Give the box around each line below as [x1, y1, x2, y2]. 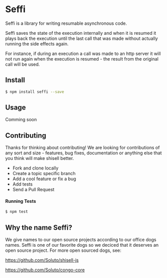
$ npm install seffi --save [5, 89, 65, 94]
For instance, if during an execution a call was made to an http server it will [5, 50, 161, 57]
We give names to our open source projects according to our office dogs [5, 237, 156, 243]
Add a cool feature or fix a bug [12, 176, 77, 182]
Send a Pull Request [12, 187, 54, 193]
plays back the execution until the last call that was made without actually [5, 35, 158, 41]
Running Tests [5, 198, 36, 204]
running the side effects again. [5, 40, 69, 46]
